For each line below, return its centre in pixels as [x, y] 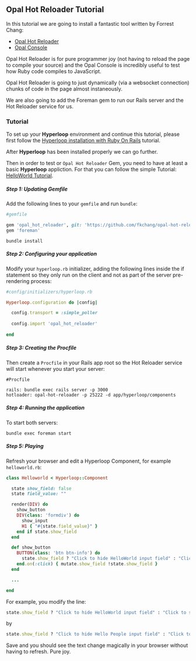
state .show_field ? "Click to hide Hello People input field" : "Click [95, 634]
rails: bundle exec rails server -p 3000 [57, 390]
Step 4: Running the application [45, 408]
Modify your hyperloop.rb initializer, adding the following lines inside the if [95, 268]
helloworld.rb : [24, 467]
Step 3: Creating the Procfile [41, 348]
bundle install [24, 241]
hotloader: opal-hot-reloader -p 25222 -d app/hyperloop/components [91, 395]
